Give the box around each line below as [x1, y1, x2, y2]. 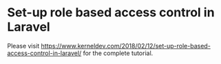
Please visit [7, 42, 40, 50]
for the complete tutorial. [83, 49, 154, 57]
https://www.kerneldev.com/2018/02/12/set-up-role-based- [41, 42, 211, 50]
